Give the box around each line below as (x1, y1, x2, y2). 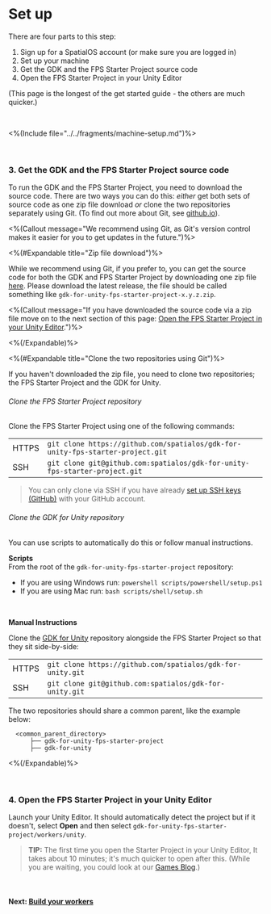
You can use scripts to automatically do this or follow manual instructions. (8, 538, 253, 547)
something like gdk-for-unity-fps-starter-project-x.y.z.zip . (8, 290, 216, 300)
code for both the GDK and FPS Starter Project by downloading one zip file (8, 272, 256, 283)
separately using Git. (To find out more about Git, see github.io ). (8, 208, 220, 218)
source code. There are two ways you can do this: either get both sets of (8, 191, 251, 201)
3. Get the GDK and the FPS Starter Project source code (8, 164, 230, 175)
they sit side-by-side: (8, 641, 79, 651)
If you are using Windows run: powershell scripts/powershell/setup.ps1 (19, 577, 263, 587)
